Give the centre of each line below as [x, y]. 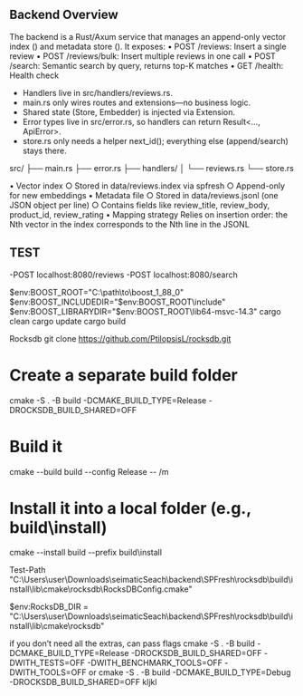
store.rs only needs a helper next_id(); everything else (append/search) [156, 140]
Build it [36, 446]
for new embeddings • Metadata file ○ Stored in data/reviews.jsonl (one [144, 195]
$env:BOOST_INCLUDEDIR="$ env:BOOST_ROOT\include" [118, 302]
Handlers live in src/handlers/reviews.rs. [98, 92]
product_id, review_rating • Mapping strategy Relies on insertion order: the [148, 214]
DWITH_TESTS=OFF [47, 663]
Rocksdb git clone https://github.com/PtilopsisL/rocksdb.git [120, 338]
